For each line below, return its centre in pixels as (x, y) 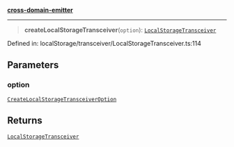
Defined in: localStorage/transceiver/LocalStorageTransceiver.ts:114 (104, 43)
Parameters (33, 65)
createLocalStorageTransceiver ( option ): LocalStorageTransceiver (120, 30)
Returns (25, 121)
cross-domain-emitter (40, 10)
